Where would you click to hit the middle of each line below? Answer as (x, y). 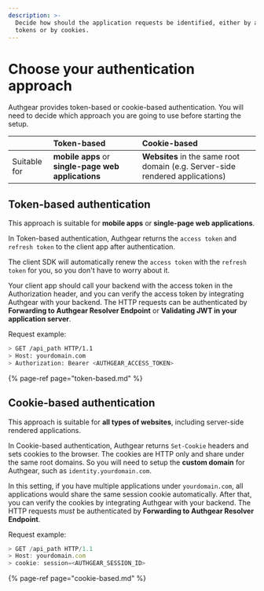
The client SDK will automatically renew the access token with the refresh (128, 262)
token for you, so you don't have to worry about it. (89, 270)
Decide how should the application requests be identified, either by (133, 23)
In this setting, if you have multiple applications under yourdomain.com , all (126, 486)
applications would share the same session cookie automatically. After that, (130, 494)
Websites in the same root (191, 156)
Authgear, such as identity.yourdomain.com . (80, 470)
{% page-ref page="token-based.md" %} (75, 378)
